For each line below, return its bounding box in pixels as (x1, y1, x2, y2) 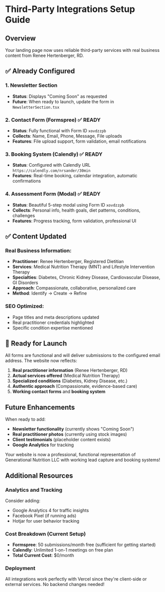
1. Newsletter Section (5, 82, 58, 89)
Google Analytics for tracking (12, 442, 74, 448)
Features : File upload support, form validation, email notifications (12, 138, 147, 144)
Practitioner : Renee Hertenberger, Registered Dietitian (12, 259, 124, 265)
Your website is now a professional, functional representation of (5, 452, 136, 458)
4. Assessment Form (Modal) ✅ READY (5, 191, 101, 198)
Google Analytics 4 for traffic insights (12, 507, 89, 513)
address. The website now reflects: (5, 358, 78, 364)
